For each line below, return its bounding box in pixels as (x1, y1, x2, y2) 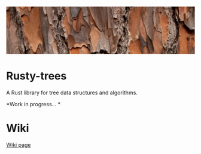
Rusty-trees (6, 69, 67, 83)
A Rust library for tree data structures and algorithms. (6, 89, 138, 96)
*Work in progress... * (6, 100, 61, 107)
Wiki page (6, 141, 31, 148)
